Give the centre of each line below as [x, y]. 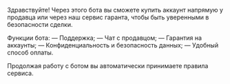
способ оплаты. [30, 52]
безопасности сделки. [40, 24]
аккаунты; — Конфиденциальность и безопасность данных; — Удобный [113, 45]
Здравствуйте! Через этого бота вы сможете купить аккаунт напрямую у [115, 10]
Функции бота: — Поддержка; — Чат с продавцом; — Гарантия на [104, 38]
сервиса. [20, 73]
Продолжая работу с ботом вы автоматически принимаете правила [108, 66]
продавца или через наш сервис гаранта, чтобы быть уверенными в [108, 17]
